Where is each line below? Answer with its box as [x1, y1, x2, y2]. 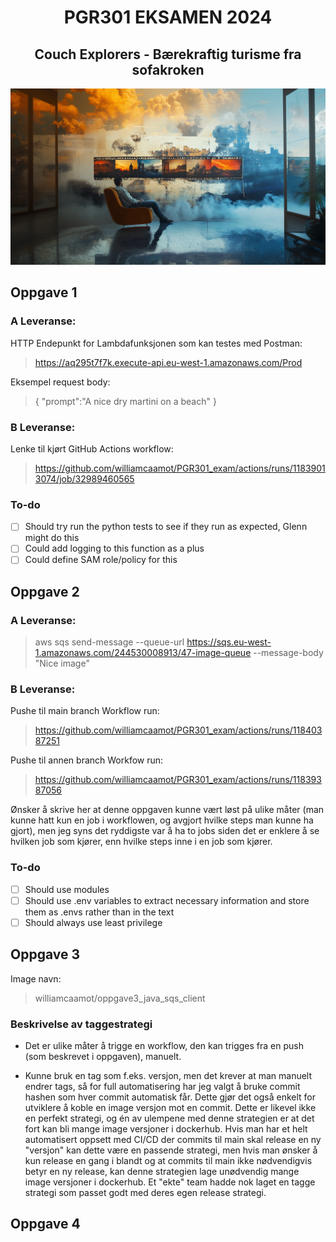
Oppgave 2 [10, 583, 80, 600]
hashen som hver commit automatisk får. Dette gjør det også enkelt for [24, 1091, 317, 1103]
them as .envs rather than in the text [24, 906, 175, 918]
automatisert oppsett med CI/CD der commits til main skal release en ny [24, 1134, 322, 1146]
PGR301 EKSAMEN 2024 [63, 6, 273, 29]
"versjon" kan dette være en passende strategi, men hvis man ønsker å [24, 1144, 318, 1156]
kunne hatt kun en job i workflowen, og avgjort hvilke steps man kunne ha [10, 814, 314, 826]
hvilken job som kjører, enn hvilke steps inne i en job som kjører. [10, 836, 273, 848]
